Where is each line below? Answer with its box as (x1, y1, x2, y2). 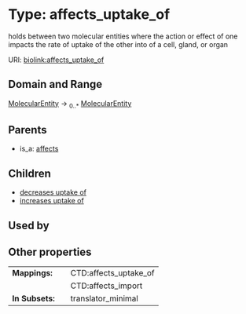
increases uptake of (19, 196, 84, 206)
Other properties (8, 245, 92, 258)
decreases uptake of (19, 188, 87, 197)
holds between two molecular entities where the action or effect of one (8, 31, 238, 41)
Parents (8, 123, 47, 137)
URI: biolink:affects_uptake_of (8, 55, 105, 64)
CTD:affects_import (70, 280, 143, 291)
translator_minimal (70, 293, 139, 304)
